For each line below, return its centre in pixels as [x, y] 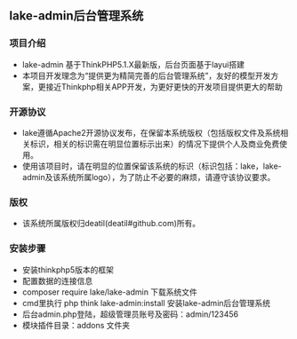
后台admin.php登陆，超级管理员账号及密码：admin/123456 [130, 314]
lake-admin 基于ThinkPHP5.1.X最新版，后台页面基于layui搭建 [133, 64]
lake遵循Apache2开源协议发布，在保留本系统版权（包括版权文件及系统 [151, 132]
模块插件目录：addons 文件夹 [76, 325]
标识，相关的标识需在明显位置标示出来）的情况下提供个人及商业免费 [155, 144]
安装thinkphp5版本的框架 [68, 270]
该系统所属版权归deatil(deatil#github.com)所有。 [111, 224]
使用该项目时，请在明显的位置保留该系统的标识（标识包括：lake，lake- [152, 166]
